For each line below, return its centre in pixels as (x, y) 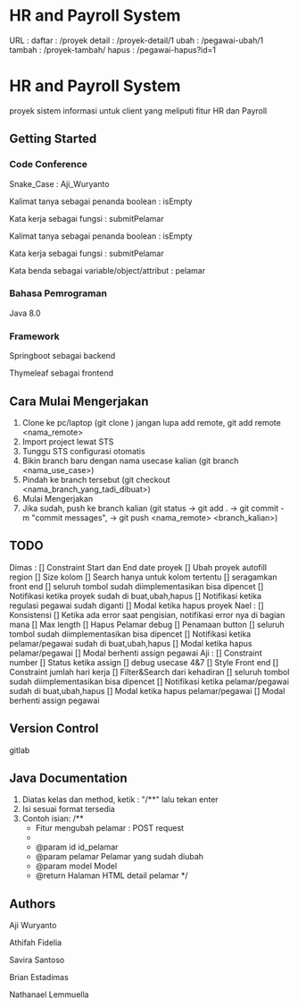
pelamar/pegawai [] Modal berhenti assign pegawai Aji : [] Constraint (136, 653)
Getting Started (53, 139)
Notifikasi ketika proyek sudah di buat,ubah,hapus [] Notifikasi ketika (135, 596)
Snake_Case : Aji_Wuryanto (59, 183)
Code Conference (48, 165)
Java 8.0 (25, 313)
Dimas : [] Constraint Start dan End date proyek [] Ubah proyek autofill (138, 567)
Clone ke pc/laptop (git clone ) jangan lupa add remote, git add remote (151, 422)
